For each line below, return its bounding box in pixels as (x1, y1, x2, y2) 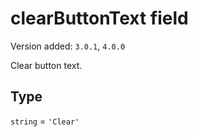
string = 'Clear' (10, 115, 80, 127)
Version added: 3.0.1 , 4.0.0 (10, 40, 126, 52)
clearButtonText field (10, 7, 189, 30)
